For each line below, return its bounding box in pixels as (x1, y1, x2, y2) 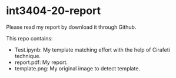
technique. (14, 52, 41, 59)
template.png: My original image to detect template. (14, 65, 140, 72)
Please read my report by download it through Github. (6, 23, 137, 30)
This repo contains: (6, 35, 53, 42)
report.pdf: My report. (14, 59, 68, 66)
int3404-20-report (6, 4, 101, 18)
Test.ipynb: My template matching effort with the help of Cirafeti (14, 46, 171, 53)
